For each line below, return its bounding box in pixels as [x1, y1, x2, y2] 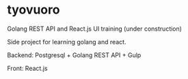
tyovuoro [7, 2, 60, 18]
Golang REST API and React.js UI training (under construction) [7, 25, 183, 33]
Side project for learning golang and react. [7, 37, 126, 46]
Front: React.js [7, 64, 48, 72]
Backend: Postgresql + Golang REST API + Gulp [7, 50, 142, 59]
